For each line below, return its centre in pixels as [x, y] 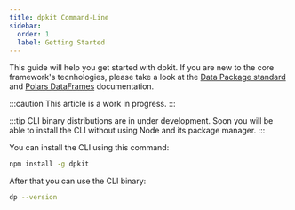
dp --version [33, 198]
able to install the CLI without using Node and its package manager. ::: [137, 131]
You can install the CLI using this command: [89, 148]
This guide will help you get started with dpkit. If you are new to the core [142, 68]
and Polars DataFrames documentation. [82, 86]
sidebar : [25, 26]
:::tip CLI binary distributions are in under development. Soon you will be [141, 121]
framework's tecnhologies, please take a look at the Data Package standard [147, 77]
